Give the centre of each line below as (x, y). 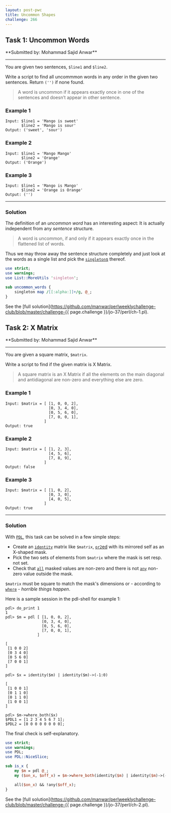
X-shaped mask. (30, 552)
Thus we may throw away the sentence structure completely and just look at (85, 254)
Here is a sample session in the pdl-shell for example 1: (63, 599)
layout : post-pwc (24, 10)
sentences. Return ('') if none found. (45, 82)
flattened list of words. (41, 244)
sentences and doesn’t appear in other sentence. (69, 98)
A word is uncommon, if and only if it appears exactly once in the (86, 239)
